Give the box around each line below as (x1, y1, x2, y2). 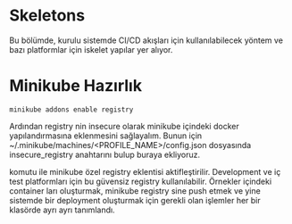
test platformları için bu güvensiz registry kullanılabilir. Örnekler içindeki (9, 176, 272, 187)
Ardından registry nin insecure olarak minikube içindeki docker (9, 120, 239, 131)
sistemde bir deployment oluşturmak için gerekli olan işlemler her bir (9, 195, 261, 205)
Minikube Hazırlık (9, 76, 143, 96)
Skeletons (9, 5, 86, 26)
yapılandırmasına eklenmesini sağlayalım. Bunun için (9, 130, 203, 141)
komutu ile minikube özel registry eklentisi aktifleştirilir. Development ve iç (9, 166, 281, 177)
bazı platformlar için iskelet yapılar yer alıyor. (9, 44, 173, 54)
